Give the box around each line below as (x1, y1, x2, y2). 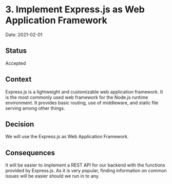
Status (5, 46, 27, 55)
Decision (5, 120, 34, 128)
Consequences (5, 148, 55, 157)
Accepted (5, 60, 26, 66)
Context (5, 75, 32, 84)
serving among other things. (5, 105, 65, 111)
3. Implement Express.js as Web (5, 4, 145, 15)
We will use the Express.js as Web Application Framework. (5, 134, 129, 140)
